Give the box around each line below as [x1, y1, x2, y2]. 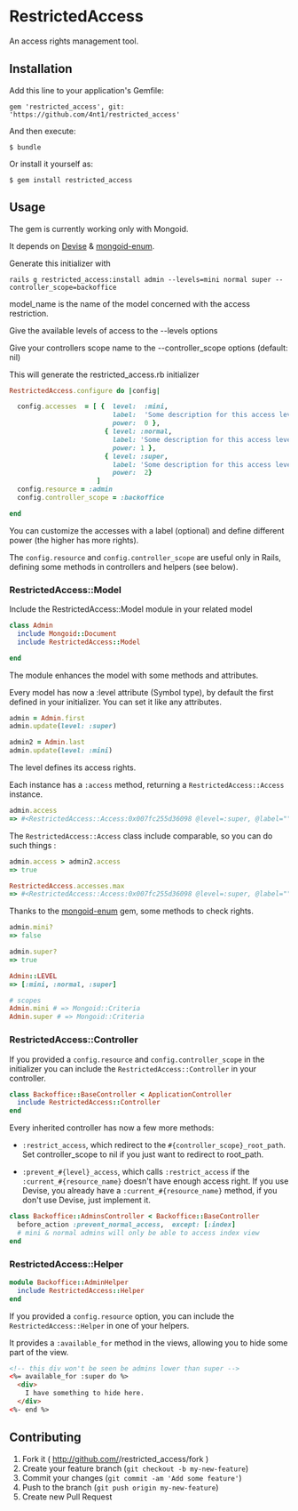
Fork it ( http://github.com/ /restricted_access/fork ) [21, 1453, 209, 1464]
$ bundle [9, 142, 42, 152]
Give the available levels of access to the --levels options [9, 325, 218, 335]
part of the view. [9, 1346, 69, 1357]
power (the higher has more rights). [9, 534, 139, 545]
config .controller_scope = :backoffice [17, 494, 165, 502]
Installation [9, 61, 73, 76]
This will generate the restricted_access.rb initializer [9, 369, 200, 380]
